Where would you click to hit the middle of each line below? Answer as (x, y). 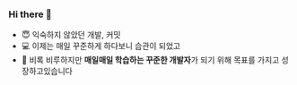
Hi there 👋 (31, 14)
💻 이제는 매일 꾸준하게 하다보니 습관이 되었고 (101, 46)
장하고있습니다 (47, 72)
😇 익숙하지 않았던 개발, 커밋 (71, 35)
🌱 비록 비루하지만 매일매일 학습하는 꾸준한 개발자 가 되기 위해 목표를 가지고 (150, 60)
